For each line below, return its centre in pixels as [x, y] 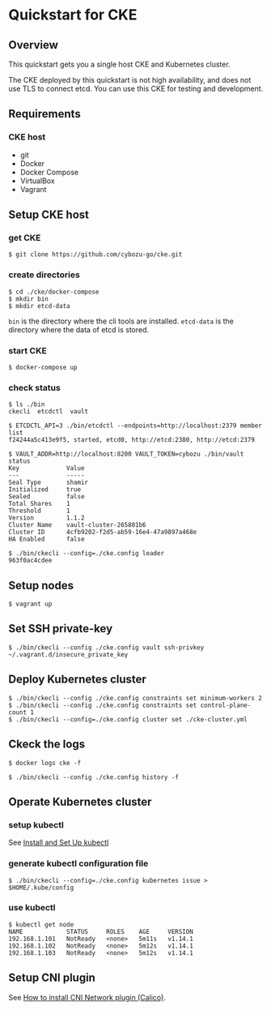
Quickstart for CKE [73, 15]
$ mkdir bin [28, 299]
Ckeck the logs [47, 745]
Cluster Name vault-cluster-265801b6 [78, 525]
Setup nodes [41, 585]
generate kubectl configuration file [78, 863]
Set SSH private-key [61, 629]
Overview [34, 45]
